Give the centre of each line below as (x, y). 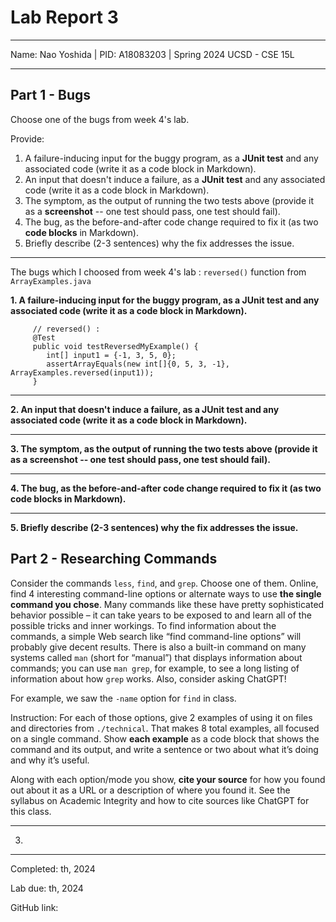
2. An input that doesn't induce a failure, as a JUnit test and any (145, 409)
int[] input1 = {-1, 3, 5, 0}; (111, 355)
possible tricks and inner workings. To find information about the (143, 625)
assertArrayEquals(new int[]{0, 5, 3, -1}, (138, 364)
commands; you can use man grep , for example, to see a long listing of (155, 668)
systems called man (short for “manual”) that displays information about (156, 657)
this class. (31, 811)
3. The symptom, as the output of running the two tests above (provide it (164, 448)
